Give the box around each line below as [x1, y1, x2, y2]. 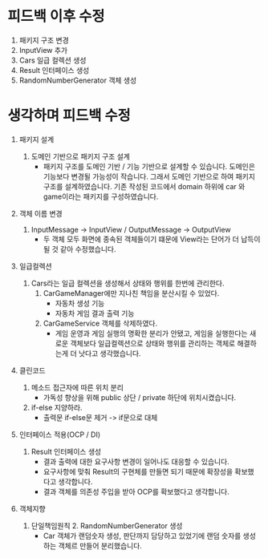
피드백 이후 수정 [7, 7, 105, 26]
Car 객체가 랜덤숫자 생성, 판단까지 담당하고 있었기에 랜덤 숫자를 [43, 531, 242, 540]
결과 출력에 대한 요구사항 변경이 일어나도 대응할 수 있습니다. [43, 456, 229, 466]
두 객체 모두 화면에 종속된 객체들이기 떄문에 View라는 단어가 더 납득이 [43, 234, 261, 244]
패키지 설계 [18, 134, 55, 144]
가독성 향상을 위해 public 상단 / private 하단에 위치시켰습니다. [43, 392, 237, 402]
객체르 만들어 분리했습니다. [58, 540, 142, 550]
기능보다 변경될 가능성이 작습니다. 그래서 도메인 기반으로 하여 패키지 [43, 172, 256, 181]
